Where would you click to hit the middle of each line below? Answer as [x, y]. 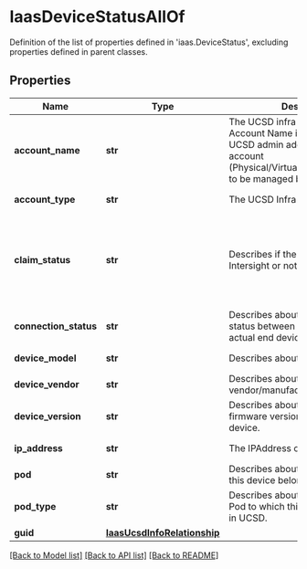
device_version [48, 416]
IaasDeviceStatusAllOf [97, 17]
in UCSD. [248, 518]
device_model [45, 358]
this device [252, 479]
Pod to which [256, 506]
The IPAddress [260, 448]
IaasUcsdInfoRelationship [163, 532]
